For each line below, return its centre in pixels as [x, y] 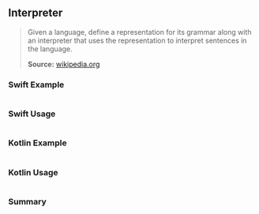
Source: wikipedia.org [64, 64]
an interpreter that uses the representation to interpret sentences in [137, 40]
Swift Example [36, 84]
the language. [50, 49]
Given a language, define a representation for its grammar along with [139, 32]
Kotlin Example [38, 143]
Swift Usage [32, 114]
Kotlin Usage [33, 172]
